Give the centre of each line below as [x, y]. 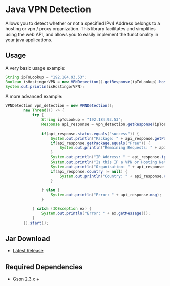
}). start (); [36, 223]
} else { [50, 190]
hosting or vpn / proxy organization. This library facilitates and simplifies [80, 28]
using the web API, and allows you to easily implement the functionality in [82, 34]
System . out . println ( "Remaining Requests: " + [108, 148]
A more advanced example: [34, 96]
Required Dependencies [44, 267]
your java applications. [29, 40]
